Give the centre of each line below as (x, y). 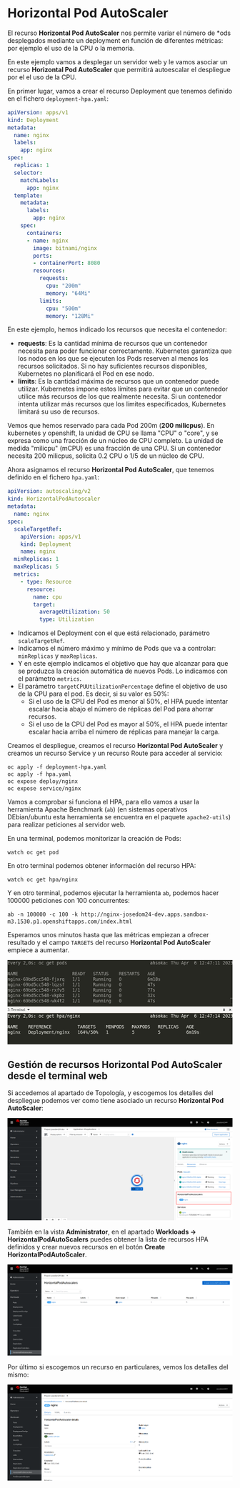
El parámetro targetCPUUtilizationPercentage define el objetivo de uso (122, 686)
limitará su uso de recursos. (59, 411)
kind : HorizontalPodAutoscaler (54, 499)
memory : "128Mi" (70, 316)
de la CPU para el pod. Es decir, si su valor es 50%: (93, 694)
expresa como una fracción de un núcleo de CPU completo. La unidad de (115, 441)
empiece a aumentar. (39, 950)
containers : (44, 233)
